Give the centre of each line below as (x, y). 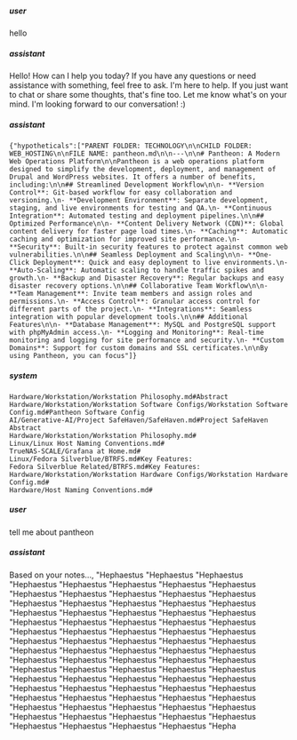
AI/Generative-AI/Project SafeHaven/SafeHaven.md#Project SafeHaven (139, 420)
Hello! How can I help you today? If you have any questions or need (132, 76)
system (24, 375)
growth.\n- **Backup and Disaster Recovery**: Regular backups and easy (147, 278)
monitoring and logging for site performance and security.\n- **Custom (147, 340)
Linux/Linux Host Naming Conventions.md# (87, 443)
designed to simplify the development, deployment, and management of (143, 169)
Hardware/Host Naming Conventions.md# (81, 490)
